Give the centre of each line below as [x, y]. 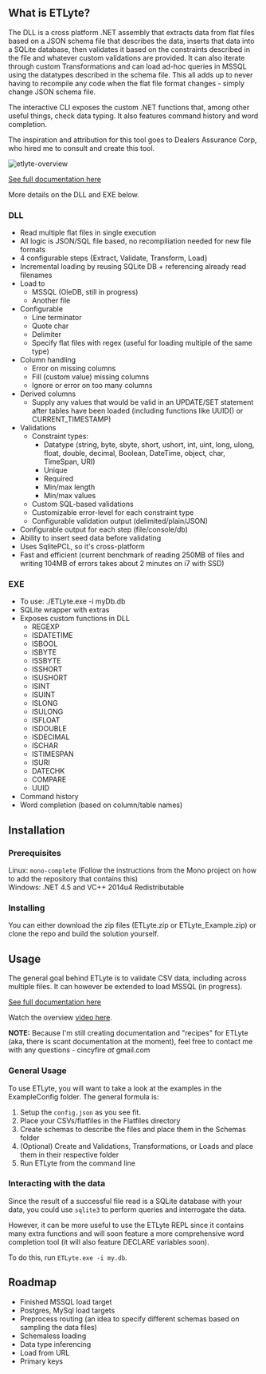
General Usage [37, 1071]
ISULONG [47, 712]
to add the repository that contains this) [73, 879]
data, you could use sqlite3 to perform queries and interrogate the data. [127, 1210]
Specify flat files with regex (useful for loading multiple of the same [142, 343]
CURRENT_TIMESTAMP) [71, 419]
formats [33, 250]
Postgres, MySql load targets [67, 1310]
